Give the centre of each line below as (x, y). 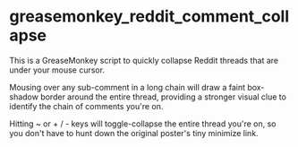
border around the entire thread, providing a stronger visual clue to (163, 97)
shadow (24, 97)
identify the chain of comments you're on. (86, 106)
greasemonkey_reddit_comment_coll (149, 17)
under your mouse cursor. (57, 70)
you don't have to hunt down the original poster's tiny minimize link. (134, 133)
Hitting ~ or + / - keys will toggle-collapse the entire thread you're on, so (143, 124)
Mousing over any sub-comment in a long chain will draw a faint (128, 87)
